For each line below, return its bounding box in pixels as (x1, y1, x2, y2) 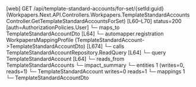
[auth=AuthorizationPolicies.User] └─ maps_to (6, 24, 120, 31)
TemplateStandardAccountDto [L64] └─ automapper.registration (6, 30, 164, 37)
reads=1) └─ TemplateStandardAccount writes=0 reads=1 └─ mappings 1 (6, 68, 185, 75)
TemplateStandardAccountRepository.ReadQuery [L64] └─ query (6, 49, 166, 56)
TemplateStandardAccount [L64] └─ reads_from (6, 56, 125, 62)
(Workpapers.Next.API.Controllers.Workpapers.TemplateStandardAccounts (6, 11, 190, 18)
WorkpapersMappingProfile (6, 37, 74, 43)
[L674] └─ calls (86, 43, 125, 50)
